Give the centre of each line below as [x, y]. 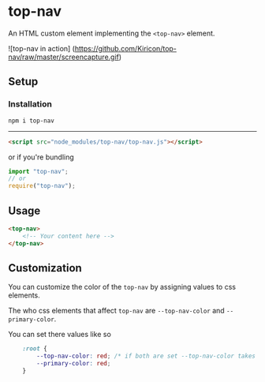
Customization [45, 268]
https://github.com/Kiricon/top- [126, 48]
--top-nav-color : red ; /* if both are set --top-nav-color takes [146, 356]
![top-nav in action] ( [41, 48]
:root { [35, 349]
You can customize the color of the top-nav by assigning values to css [122, 287]
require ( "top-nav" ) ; [42, 186]
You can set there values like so [60, 335]
